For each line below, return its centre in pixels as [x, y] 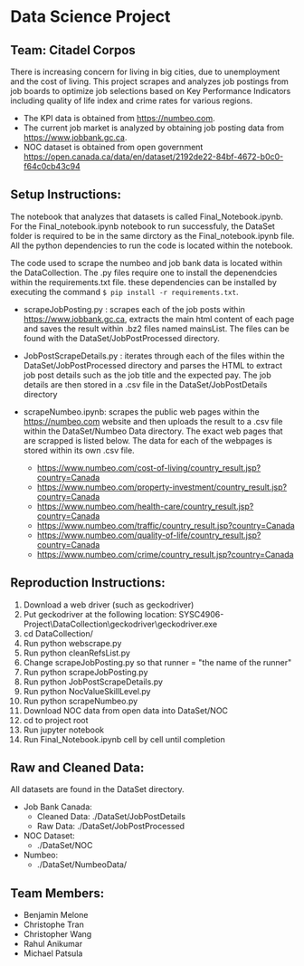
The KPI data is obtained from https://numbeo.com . [119, 118]
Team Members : [57, 893]
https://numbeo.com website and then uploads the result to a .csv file [153, 421]
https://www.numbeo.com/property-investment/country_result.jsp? [162, 487]
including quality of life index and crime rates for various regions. [132, 100]
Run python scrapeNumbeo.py [81, 701]
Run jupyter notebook [64, 730]
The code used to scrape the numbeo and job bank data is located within [147, 263]
